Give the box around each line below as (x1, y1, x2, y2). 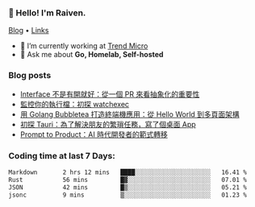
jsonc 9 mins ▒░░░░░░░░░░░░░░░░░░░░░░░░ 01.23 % (8, 191, 248, 199)
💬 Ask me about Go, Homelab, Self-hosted (19, 50, 164, 60)
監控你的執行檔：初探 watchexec (19, 99, 130, 109)
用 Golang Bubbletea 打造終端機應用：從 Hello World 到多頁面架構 (19, 109, 240, 119)
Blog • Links (8, 26, 49, 35)
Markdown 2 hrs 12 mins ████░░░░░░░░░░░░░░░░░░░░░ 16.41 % (8, 168, 248, 176)
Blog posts (8, 70, 52, 81)
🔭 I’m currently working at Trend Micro (19, 41, 148, 51)
